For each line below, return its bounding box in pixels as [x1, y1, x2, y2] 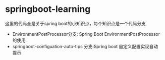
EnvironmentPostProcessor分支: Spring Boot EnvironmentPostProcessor [12, 31, 160, 37]
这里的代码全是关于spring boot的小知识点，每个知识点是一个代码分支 [5, 20, 146, 26]
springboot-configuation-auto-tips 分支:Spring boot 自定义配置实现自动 [12, 43, 158, 49]
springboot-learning [5, 3, 91, 15]
